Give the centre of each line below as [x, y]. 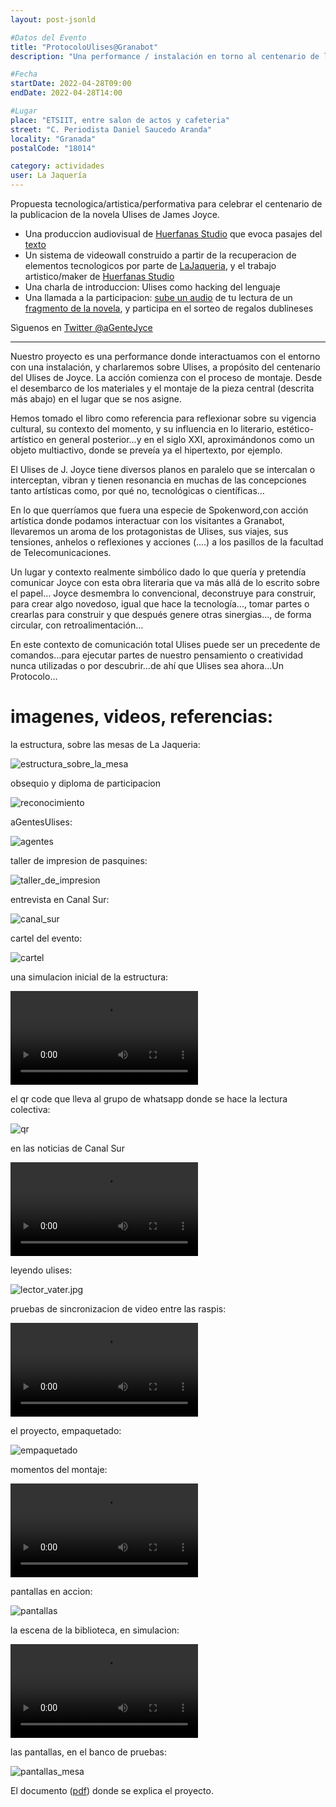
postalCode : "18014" [53, 148]
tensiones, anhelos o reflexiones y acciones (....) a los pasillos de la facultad [167, 542]
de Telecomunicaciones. [61, 552]
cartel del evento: [46, 938]
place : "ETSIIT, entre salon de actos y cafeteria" [120, 120]
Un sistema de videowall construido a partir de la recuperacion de [160, 255]
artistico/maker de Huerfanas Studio [99, 276]
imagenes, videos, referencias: [142, 717]
